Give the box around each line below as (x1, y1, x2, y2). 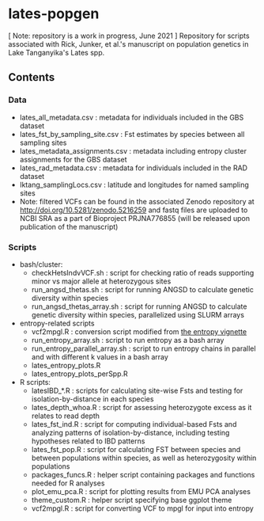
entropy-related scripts (19, 318, 95, 328)
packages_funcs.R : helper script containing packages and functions (31, 470, 255, 479)
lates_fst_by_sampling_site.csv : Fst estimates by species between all (19, 129, 245, 139)
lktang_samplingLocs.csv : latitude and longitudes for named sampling (19, 180, 249, 189)
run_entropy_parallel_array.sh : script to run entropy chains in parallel (31, 344, 256, 353)
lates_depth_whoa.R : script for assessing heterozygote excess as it (31, 402, 252, 412)
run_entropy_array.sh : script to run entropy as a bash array (31, 335, 224, 344)
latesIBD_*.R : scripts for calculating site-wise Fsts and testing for (31, 386, 243, 395)
